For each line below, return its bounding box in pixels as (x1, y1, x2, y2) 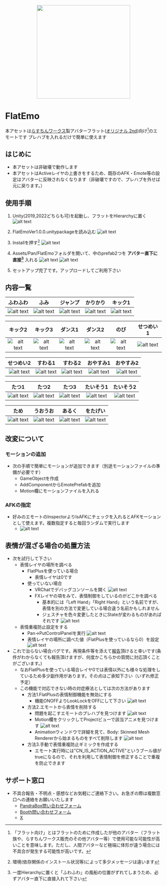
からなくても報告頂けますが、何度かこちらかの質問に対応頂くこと (25, 654, 161, 660)
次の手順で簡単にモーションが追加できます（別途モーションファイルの (12, 463, 156, 469)
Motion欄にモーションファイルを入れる (19, 488, 99, 494)
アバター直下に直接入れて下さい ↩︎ (16, 876, 87, 882)
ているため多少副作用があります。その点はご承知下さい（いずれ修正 (19, 673, 159, 679)
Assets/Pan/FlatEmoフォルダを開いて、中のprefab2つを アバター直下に (12, 250, 158, 256)
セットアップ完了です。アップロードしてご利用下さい (12, 267, 121, 273)
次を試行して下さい (12, 556, 52, 562)
